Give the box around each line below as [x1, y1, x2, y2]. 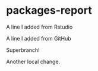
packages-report [6, 4, 92, 17]
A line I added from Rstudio [6, 23, 73, 30]
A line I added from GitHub [6, 35, 71, 42]
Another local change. [6, 58, 61, 65]
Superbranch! [6, 46, 40, 54]
